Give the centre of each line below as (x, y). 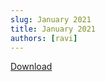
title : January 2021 (53, 29)
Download (31, 67)
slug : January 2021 (51, 19)
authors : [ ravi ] (44, 38)
